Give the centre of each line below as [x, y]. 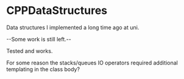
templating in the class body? [43, 69]
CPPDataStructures [57, 11]
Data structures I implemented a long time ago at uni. [73, 27]
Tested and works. [30, 51]
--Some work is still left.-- [39, 39]
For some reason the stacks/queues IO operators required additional [92, 63]
